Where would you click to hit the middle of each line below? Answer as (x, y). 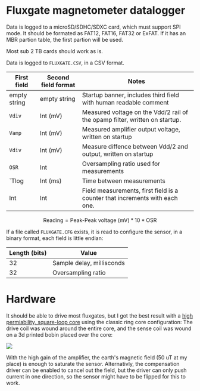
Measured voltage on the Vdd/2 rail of (135, 112)
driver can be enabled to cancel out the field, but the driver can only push (96, 370)
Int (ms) (51, 181)
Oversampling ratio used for (121, 164)
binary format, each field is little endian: (55, 238)
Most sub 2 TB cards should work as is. (54, 51)
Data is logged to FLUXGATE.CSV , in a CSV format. (65, 63)
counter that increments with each (130, 198)
